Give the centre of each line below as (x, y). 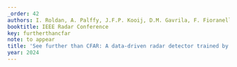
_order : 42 (23, 14)
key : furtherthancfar (39, 33)
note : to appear (31, 40)
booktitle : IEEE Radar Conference (58, 27)
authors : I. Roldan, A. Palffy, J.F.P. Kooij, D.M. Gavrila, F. (104, 20)
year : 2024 (23, 53)
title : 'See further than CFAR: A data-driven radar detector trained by (118, 46)
